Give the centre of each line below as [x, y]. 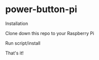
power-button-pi [41, 9]
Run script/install [23, 43]
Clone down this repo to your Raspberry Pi [50, 33]
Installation [17, 23]
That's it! [14, 53]
